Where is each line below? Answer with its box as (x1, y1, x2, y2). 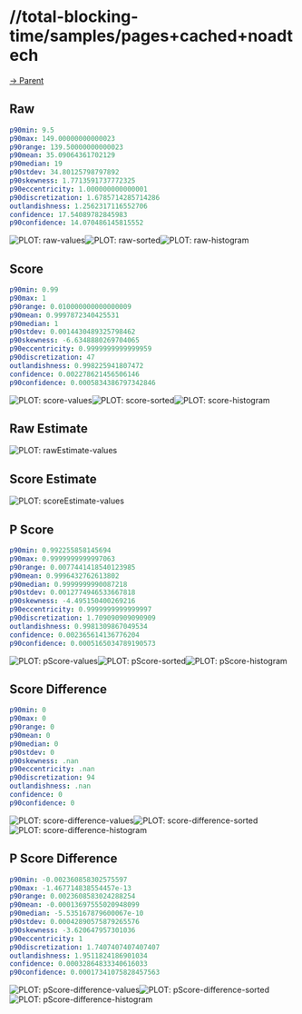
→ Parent (9, 75, 44, 85)
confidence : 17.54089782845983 (9, 210, 128, 219)
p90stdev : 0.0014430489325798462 (9, 327, 136, 337)
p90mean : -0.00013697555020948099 (9, 900, 141, 910)
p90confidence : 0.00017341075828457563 (9, 968, 161, 978)
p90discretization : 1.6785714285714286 (9, 193, 161, 202)
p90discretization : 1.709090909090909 (9, 613, 156, 622)
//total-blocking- (9, 6, 139, 27)
